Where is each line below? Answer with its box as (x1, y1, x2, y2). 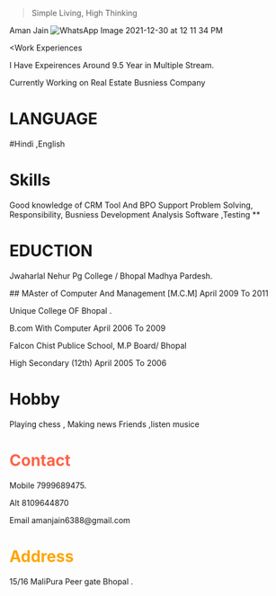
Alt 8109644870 (9, 497, 69, 508)
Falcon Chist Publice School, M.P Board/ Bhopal (9, 340, 187, 351)
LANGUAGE (9, 109, 98, 129)
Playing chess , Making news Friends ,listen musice (9, 418, 200, 430)
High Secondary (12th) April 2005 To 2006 (9, 357, 167, 368)
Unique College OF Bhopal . (9, 305, 112, 316)
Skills (9, 170, 51, 191)
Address (9, 546, 75, 566)
